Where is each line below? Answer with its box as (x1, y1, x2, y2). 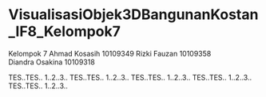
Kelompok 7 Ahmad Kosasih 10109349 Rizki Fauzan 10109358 (8, 48, 212, 58)
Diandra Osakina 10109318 (8, 57, 96, 67)
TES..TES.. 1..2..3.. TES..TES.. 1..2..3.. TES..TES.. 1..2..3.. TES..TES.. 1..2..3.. (8, 72, 252, 82)
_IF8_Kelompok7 (8, 22, 121, 41)
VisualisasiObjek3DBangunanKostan (8, 6, 259, 24)
